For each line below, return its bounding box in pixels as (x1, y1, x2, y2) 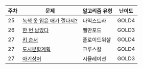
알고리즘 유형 (82, 8, 112, 14)
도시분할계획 (22, 46, 51, 53)
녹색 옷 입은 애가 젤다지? (22, 17, 78, 24)
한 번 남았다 (22, 27, 49, 33)
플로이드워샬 (82, 37, 111, 43)
